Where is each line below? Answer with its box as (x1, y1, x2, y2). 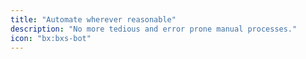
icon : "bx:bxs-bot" (10, 33, 92, 43)
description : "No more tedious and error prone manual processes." (10, 24, 298, 34)
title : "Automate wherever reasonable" (10, 14, 177, 25)
